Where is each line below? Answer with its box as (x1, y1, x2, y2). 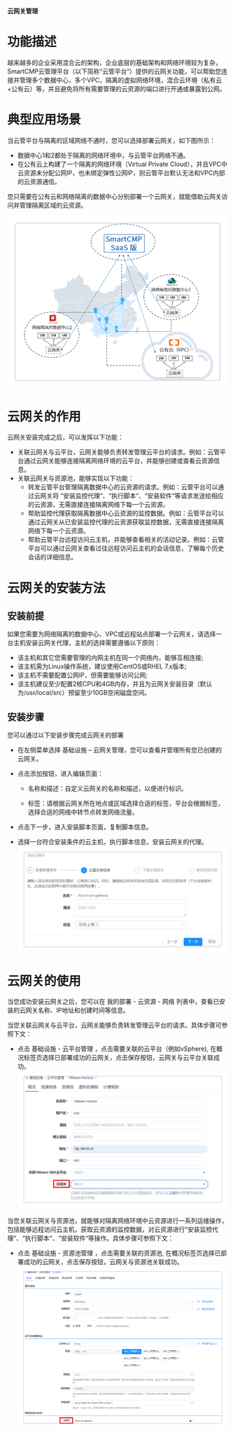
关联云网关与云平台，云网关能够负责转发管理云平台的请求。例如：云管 (17, 448, 220, 456)
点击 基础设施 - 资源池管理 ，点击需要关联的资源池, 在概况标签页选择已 (17, 1249, 221, 1257)
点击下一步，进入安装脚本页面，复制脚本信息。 (17, 822, 152, 832)
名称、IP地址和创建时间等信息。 (37, 1006, 129, 1014)
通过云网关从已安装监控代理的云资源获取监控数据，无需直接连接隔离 (27, 518, 225, 526)
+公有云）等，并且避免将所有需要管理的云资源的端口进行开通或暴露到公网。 (7, 84, 226, 93)
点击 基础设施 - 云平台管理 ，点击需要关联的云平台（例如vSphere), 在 (17, 1044, 217, 1053)
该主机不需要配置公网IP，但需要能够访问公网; (17, 671, 148, 680)
